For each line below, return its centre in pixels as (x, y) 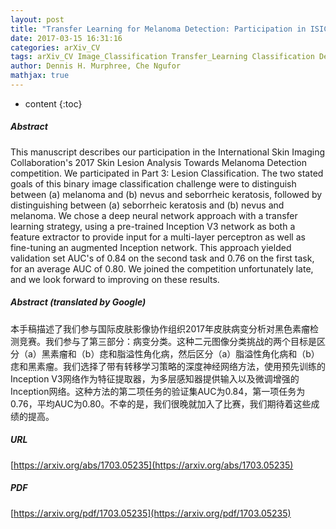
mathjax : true (40, 76)
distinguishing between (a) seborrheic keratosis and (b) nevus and (147, 205)
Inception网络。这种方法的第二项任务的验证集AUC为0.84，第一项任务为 (158, 391)
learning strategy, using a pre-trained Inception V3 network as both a (153, 226)
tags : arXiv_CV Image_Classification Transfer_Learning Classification (162, 57)
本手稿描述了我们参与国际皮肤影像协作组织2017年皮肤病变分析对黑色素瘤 (160, 328)
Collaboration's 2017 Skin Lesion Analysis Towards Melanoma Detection (159, 162)
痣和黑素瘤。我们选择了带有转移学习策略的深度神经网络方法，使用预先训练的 (168, 366)
